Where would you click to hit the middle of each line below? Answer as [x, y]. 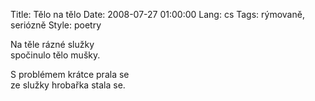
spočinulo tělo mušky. [55, 55]
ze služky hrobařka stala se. [68, 85]
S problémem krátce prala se [70, 74]
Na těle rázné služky [52, 44]
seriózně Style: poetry [56, 25]
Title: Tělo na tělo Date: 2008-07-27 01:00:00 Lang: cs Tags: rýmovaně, [157, 14]
